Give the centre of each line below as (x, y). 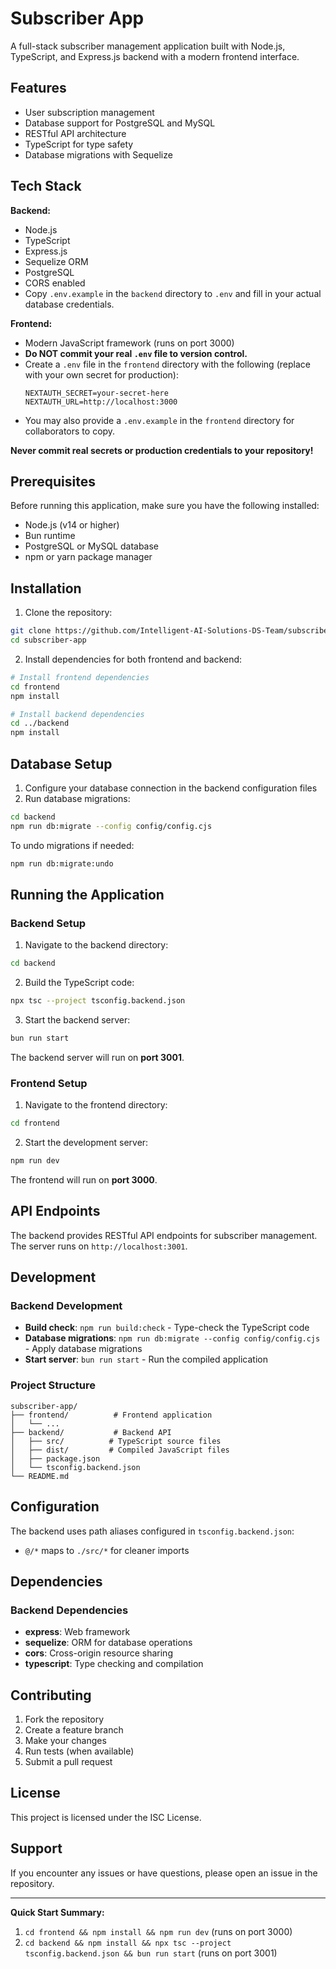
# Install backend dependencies (77, 714)
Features (38, 88)
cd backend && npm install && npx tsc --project (128, 1943)
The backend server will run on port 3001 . (97, 1057)
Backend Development (66, 1306)
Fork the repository (64, 1719)
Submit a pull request (68, 1762)
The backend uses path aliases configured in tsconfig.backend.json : (152, 1531)
